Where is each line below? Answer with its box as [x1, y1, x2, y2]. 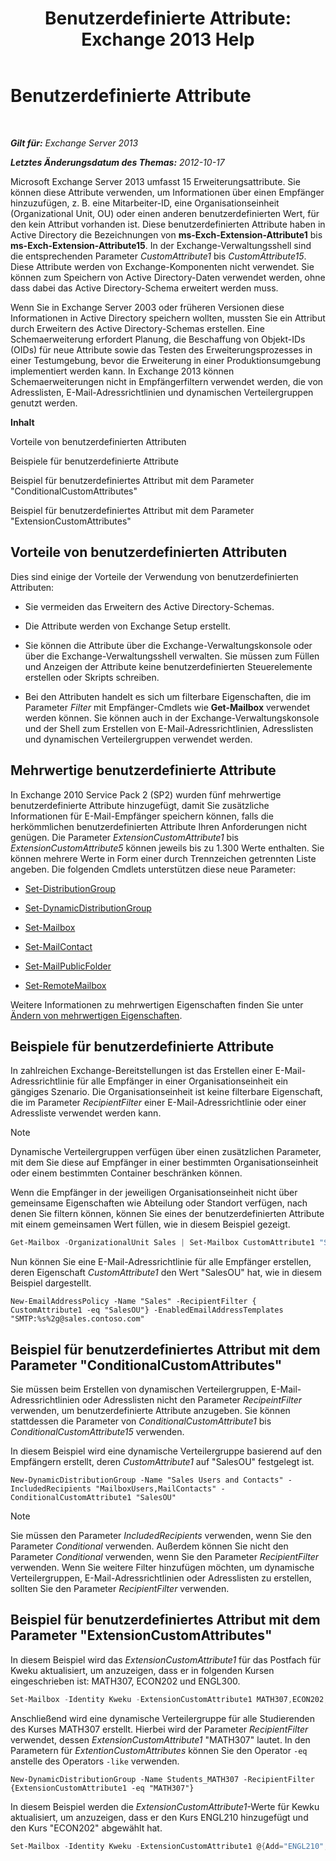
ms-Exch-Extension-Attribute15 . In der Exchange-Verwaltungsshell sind [10, 239, 312, 251]
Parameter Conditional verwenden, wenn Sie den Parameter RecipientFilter [10, 1551, 320, 1563]
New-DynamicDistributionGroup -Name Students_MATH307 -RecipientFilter [10, 1774, 315, 1784]
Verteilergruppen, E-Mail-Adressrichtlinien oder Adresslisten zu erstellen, [10, 1572, 312, 1584]
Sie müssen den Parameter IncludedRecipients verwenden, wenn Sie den [10, 1530, 312, 1542]
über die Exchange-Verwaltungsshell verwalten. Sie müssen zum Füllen [24, 650, 320, 662]
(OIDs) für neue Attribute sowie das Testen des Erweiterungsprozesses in [10, 343, 313, 356]
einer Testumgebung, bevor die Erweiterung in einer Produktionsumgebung [10, 354, 322, 366]
